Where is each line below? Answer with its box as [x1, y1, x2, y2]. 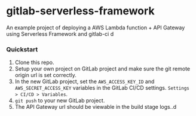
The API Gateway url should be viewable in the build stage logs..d [14, 103, 177, 111]
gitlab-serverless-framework [6, 4, 155, 18]
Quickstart [6, 45, 38, 53]
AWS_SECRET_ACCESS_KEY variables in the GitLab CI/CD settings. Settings [14, 84, 190, 91]
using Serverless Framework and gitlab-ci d [6, 30, 114, 37]
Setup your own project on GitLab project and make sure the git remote [14, 65, 191, 72]
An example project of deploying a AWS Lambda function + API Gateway [6, 24, 185, 31]
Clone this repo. [14, 59, 54, 66]
